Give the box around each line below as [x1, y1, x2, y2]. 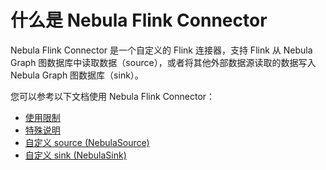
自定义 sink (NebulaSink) [24, 149, 127, 161]
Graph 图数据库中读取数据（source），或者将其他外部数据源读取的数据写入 [10, 56, 317, 68]
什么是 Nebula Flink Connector [10, 9, 268, 32]
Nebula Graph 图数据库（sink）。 [10, 69, 144, 81]
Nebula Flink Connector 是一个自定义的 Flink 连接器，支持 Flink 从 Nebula [10, 44, 313, 56]
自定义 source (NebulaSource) [24, 136, 150, 148]
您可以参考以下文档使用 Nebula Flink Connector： [10, 90, 216, 102]
